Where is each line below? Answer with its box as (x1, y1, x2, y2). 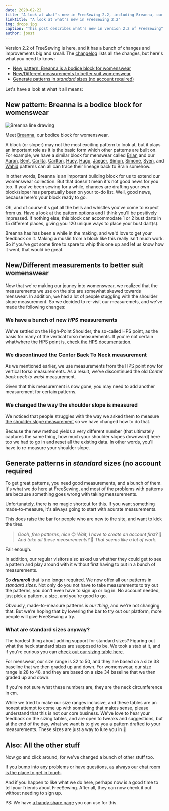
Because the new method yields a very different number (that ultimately (5, 428, 154, 434)
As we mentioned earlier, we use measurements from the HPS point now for (5, 363, 163, 369)
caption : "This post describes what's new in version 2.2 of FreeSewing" (5, 26, 164, 31)
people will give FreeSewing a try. (5, 614, 76, 620)
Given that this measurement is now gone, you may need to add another (5, 383, 155, 390)
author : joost (5, 31, 35, 36)
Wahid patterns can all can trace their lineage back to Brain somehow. (5, 163, 151, 169)
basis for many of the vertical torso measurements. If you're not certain (5, 333, 154, 339)
